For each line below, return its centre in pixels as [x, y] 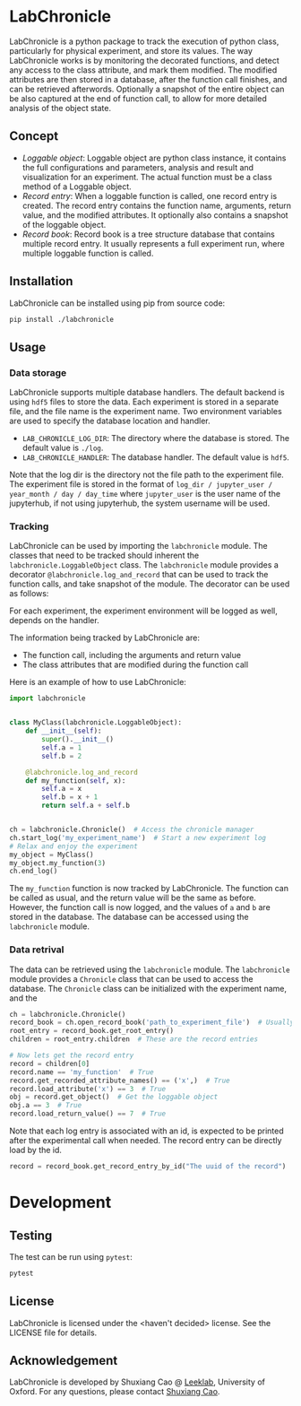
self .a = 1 [62, 747]
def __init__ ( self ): [64, 731]
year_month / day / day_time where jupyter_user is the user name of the [145, 494]
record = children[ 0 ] [50, 1063]
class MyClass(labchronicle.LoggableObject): [95, 723]
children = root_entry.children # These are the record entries [133, 1039]
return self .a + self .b [86, 806]
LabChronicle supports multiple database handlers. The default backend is [147, 393]
